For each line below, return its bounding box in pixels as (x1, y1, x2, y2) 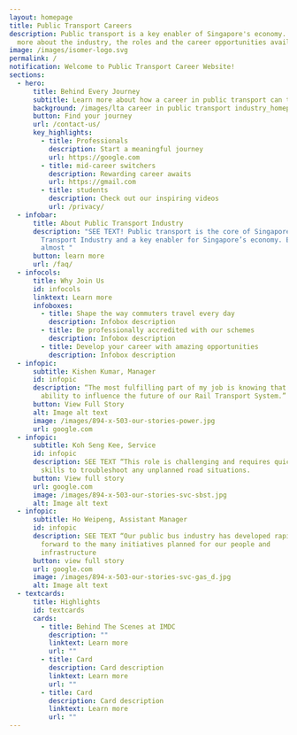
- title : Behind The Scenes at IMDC (41, 622, 176, 631)
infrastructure (41, 548, 97, 557)
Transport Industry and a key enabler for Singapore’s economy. (41, 236, 283, 244)
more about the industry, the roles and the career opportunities (17, 37, 267, 47)
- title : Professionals (41, 136, 128, 145)
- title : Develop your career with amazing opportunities (41, 342, 259, 351)
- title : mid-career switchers (41, 161, 156, 170)
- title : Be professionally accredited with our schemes (41, 326, 255, 335)
